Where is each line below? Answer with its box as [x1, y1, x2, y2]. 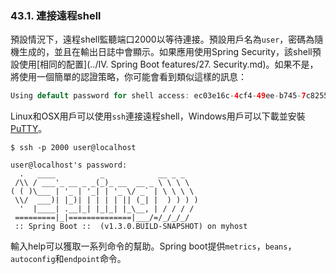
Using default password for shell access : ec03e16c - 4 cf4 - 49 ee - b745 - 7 [10, 91, 307, 101]
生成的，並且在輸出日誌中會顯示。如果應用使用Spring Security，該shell [18, 46, 313, 58]
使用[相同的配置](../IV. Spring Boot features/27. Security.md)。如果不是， [18, 58, 319, 71]
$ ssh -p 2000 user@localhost [10, 143, 137, 153]
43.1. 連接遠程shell [10, 8, 102, 22]
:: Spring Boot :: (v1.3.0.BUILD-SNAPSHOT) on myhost [14, 222, 248, 232]
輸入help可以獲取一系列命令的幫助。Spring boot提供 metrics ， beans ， [10, 240, 297, 252]
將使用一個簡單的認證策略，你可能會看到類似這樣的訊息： [10, 71, 247, 83]
